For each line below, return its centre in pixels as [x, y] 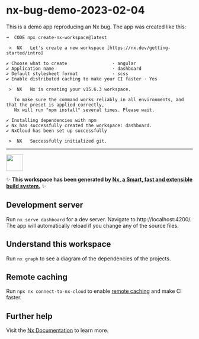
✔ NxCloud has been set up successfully [57, 131]
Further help [30, 316]
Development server [45, 205]
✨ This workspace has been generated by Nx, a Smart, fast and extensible [99, 179]
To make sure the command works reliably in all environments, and [99, 99]
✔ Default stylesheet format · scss [67, 74]
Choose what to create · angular [74, 63]
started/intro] [25, 53]
